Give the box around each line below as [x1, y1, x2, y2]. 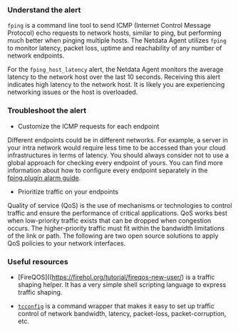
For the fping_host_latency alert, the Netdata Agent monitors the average [7, 65, 224, 74]
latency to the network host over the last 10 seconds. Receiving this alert [7, 73, 221, 81]
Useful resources [7, 256, 69, 266]
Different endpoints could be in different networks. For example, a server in [7, 135, 228, 144]
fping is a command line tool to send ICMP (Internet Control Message [7, 21, 212, 30]
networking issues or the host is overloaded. [7, 88, 138, 97]
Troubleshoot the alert [7, 105, 87, 115]
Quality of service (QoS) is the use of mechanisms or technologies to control [7, 201, 232, 209]
